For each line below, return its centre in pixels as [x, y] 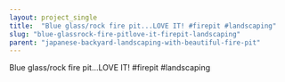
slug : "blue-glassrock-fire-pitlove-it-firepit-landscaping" [125, 34]
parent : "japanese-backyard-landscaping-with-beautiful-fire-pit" [135, 42]
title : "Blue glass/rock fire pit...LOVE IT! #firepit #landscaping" [143, 26]
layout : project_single [53, 17]
